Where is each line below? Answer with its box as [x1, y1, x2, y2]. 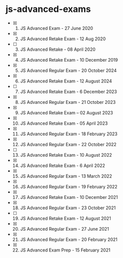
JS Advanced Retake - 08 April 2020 [20, 46, 96, 52]
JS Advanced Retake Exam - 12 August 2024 [20, 78, 112, 84]
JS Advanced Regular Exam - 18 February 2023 [20, 131, 118, 137]
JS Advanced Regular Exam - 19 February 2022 [20, 183, 118, 189]
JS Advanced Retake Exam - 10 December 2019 [20, 57, 118, 63]
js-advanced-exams [5, 3, 91, 15]
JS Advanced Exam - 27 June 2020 [20, 25, 93, 31]
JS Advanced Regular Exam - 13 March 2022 [20, 173, 112, 179]
